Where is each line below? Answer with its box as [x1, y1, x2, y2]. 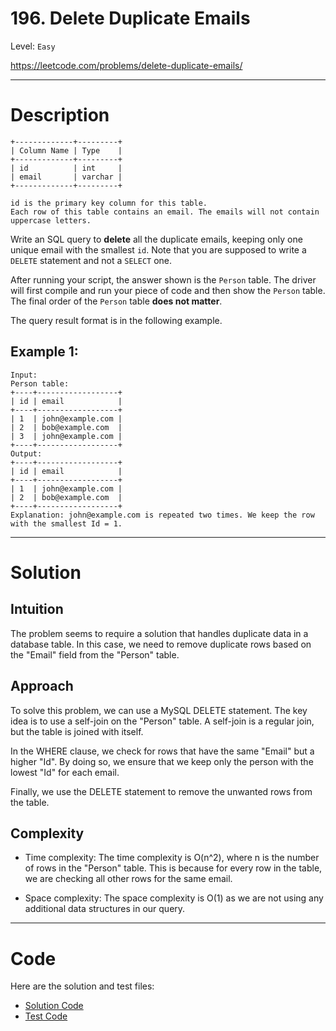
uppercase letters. [10, 215, 92, 226]
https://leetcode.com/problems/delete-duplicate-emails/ [10, 59, 243, 71]
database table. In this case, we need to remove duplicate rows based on [10, 638, 312, 650]
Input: [10, 370, 38, 380]
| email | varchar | [10, 172, 123, 182]
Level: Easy [10, 40, 56, 52]
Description [10, 104, 110, 127]
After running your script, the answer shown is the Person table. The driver [10, 273, 317, 286]
